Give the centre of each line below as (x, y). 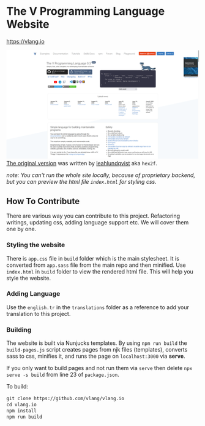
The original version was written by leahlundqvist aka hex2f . (82, 164)
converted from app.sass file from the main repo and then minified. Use (96, 265)
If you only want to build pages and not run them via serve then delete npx (99, 368)
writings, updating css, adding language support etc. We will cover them (98, 223)
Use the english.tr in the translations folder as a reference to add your (98, 307)
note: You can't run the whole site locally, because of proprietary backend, (101, 175)
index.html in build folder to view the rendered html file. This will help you (100, 271)
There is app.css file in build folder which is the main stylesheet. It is (93, 258)
